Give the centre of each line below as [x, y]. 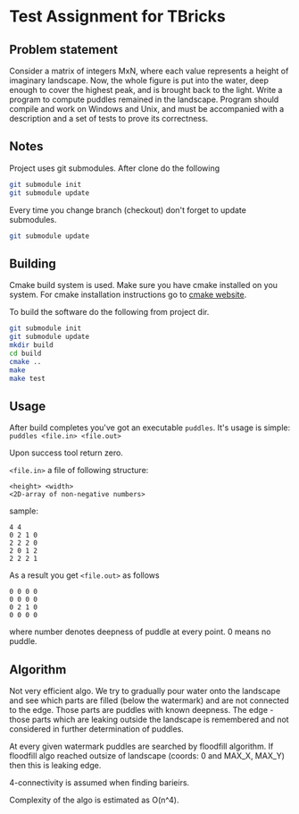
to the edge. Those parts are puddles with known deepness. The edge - [141, 710]
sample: [24, 511]
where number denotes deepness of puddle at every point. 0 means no [140, 632]
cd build [25, 353]
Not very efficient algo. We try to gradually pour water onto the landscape [145, 691]
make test [28, 378]
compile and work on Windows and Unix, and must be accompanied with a [147, 109]
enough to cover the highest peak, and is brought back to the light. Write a [146, 90]
